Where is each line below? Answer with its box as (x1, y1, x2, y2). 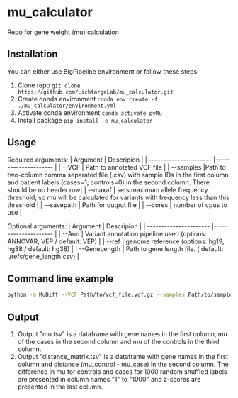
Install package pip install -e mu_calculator (17, 116, 153, 124)
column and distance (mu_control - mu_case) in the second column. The (17, 360, 229, 369)
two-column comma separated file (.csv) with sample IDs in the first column (7, 170, 229, 179)
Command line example (7, 272, 114, 284)
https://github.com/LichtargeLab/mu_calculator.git (17, 88, 174, 96)
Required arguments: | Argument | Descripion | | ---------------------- (7, 155, 212, 164)
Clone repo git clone (17, 81, 81, 89)
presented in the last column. (17, 382, 103, 391)
